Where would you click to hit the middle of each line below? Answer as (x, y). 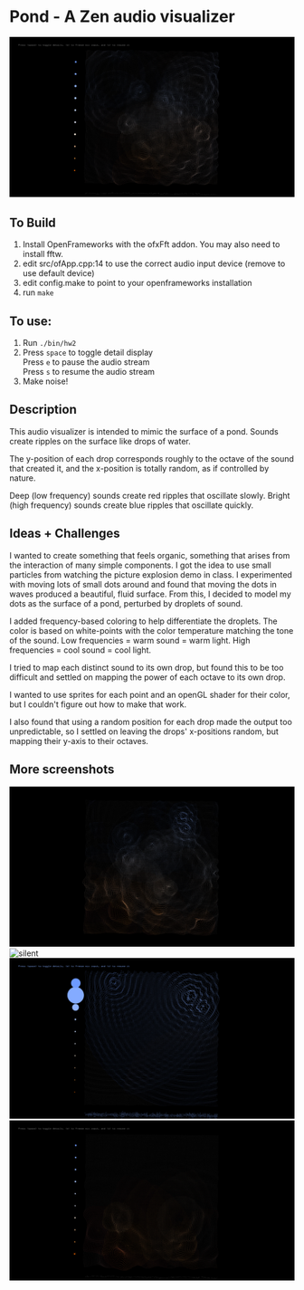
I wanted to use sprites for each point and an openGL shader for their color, (150, 694)
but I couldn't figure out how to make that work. (98, 704)
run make (38, 292)
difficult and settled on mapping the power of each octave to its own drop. (147, 677)
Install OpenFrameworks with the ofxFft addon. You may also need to (151, 244)
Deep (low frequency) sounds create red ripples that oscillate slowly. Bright (150, 495)
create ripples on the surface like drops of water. (100, 441)
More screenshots (62, 770)
